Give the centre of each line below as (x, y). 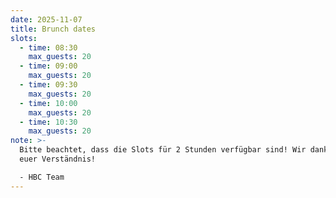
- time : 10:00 (48, 103)
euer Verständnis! (58, 159)
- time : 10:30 (48, 122)
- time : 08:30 (48, 47)
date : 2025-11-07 (46, 19)
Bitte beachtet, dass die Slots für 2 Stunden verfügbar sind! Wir (163, 150)
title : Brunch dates (53, 29)
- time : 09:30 (48, 85)
